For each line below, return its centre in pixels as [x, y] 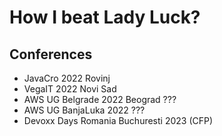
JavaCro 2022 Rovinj [67, 78]
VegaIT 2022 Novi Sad [70, 89]
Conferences [51, 54]
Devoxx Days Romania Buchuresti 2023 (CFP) [118, 120]
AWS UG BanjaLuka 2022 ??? [84, 110]
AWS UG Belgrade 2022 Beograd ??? [100, 99]
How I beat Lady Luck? [105, 17]
